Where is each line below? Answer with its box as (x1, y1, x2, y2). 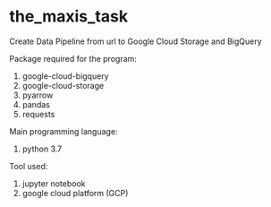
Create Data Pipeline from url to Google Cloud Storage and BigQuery (9, 36, 262, 47)
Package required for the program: (9, 53, 137, 64)
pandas (21, 99, 51, 109)
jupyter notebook (21, 177, 86, 189)
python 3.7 (21, 143, 63, 154)
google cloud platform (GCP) (21, 187, 129, 198)
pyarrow (21, 90, 54, 100)
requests (21, 108, 55, 119)
